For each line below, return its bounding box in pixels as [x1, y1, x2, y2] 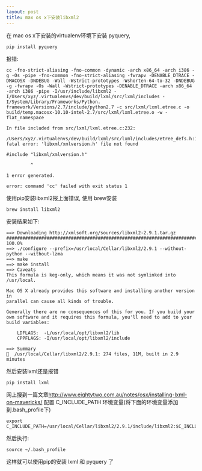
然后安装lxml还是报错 [6, 367, 59, 375]
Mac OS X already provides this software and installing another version [6, 287, 195, 294]
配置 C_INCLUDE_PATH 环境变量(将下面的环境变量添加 [43, 398, 179, 405]
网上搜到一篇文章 [6, 391, 49, 398]
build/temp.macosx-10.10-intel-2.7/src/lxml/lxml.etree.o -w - [6, 109, 168, 115]
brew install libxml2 [6, 206, 61, 213]
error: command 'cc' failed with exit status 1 [6, 183, 128, 189]
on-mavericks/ [6, 398, 43, 405]
